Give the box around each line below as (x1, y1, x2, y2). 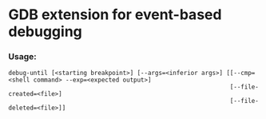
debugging (8, 22, 82, 41)
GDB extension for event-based (8, 6, 222, 24)
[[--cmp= (226, 69, 256, 77)
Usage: (8, 51, 38, 62)
